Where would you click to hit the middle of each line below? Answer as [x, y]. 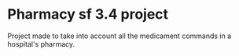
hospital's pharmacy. [41, 44]
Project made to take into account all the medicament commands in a [119, 36]
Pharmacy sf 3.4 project [88, 14]
